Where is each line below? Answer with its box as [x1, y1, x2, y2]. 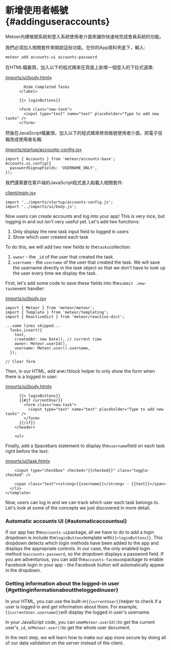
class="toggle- [117, 468, 150, 473]
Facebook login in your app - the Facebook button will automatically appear [5, 562, 165, 568]
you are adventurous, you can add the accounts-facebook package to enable [5, 556, 164, 562]
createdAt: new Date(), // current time [14, 337, 102, 342]
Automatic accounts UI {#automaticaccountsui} [5, 517, 127, 525]
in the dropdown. [5, 567, 41, 574]
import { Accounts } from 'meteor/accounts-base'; [5, 156, 116, 161]
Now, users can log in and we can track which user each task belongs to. [5, 499, 160, 505]
